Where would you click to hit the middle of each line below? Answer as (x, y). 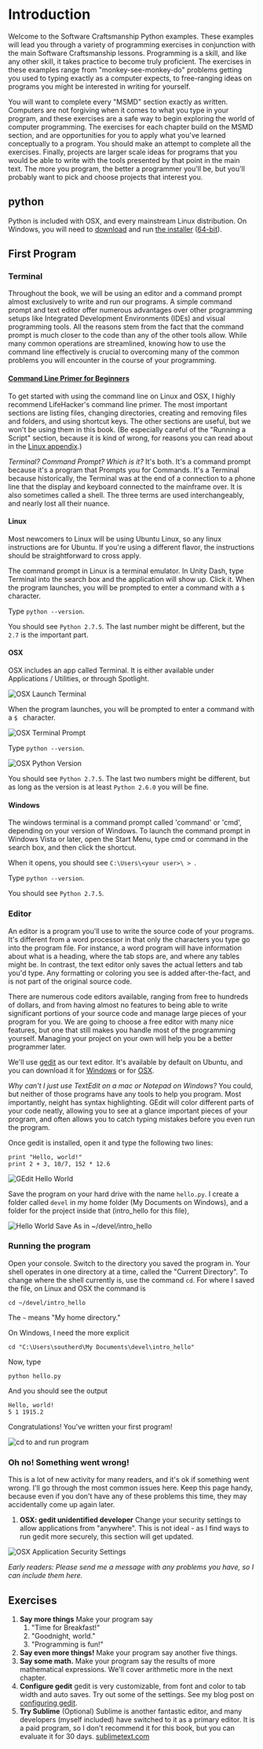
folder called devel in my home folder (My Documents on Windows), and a (128, 1202)
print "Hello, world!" (45, 1157)
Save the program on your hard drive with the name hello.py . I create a (124, 1194)
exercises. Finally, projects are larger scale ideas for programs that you (123, 152)
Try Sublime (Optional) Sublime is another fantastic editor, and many (131, 1711)
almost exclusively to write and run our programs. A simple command (120, 302)
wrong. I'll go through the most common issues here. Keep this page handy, (131, 1488)
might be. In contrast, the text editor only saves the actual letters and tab (126, 964)
